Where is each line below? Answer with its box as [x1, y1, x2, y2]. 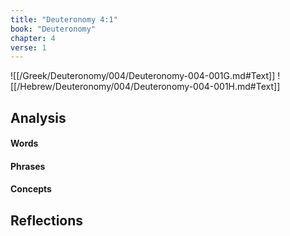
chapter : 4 [10, 33, 56, 43]
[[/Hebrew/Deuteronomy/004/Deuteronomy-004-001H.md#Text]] [10, 81, 281, 93]
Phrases [10, 160, 46, 172]
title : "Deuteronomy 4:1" [10, 14, 118, 25]
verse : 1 [10, 42, 47, 53]
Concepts [10, 183, 52, 195]
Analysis [10, 109, 67, 126]
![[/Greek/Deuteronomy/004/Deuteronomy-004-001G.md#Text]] [10, 70, 276, 82]
